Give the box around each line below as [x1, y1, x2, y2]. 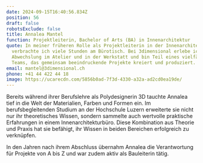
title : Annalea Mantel [6, 32, 63, 38]
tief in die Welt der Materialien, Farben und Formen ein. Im [6, 99, 151, 107]
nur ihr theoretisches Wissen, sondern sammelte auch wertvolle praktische [6, 113, 193, 120]
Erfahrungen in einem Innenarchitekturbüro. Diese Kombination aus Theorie [6, 119, 195, 126]
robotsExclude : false [6, 25, 61, 32]
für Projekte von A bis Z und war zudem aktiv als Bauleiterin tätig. [6, 150, 169, 158]
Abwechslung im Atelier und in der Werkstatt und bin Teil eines [11, 54, 180, 60]
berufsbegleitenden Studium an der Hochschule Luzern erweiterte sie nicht [6, 106, 194, 113]
